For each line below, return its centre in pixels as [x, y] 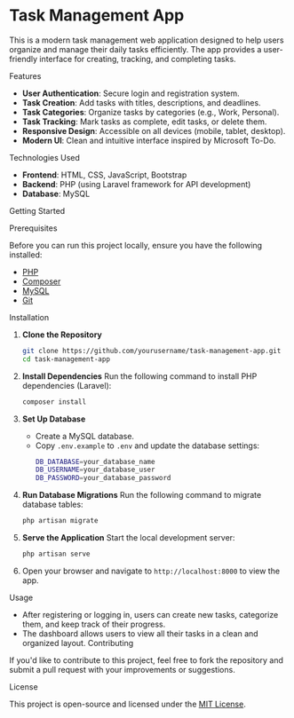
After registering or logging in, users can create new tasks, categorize [150, 614]
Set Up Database [54, 419]
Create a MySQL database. [85, 436]
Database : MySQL [56, 193]
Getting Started [37, 210]
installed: [26, 255]
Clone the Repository [62, 335]
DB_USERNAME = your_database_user [95, 470]
